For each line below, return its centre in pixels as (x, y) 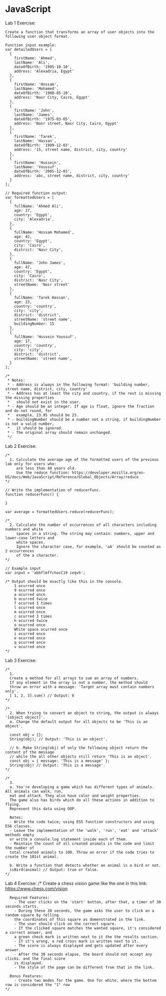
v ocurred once (30, 647)
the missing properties (30, 398)
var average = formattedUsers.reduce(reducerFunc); (60, 512)
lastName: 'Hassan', (35, 141)
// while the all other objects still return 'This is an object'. (81, 756)
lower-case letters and (30, 538)
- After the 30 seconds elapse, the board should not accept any (83, 954)
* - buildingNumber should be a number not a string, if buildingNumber (84, 419)
